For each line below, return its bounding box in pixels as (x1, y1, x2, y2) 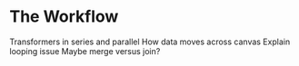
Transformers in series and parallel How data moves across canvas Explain (9, 36, 291, 47)
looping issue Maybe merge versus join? (9, 45, 161, 56)
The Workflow (9, 6, 119, 27)
